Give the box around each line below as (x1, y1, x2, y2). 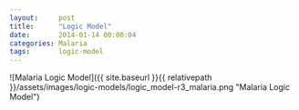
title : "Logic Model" (9, 22, 112, 31)
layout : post (9, 13, 76, 23)
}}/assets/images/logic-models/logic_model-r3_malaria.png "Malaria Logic (9, 82, 290, 93)
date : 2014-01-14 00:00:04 (9, 30, 137, 39)
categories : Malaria (9, 38, 88, 48)
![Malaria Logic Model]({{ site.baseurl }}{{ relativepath (9, 72, 212, 83)
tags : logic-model (9, 47, 104, 56)
